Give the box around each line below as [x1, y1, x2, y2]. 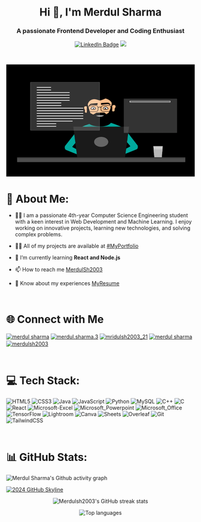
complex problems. [14, 231, 63, 238]
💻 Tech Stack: [6, 374, 80, 387]
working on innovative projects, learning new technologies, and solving [14, 224, 191, 232]
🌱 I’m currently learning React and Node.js [14, 254, 121, 261]
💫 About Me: [6, 192, 69, 206]
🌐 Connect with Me [6, 312, 104, 326]
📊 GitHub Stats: [6, 450, 88, 464]
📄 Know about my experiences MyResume [14, 280, 120, 287]
